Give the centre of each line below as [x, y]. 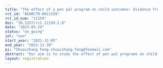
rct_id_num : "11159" [26, 18]
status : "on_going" [25, 32]
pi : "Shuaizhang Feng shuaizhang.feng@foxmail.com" [58, 49]
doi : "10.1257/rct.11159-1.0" [36, 23]
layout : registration [27, 58]
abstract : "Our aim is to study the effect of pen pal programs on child [81, 54]
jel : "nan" [16, 36]
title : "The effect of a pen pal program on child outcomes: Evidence [78, 9]
